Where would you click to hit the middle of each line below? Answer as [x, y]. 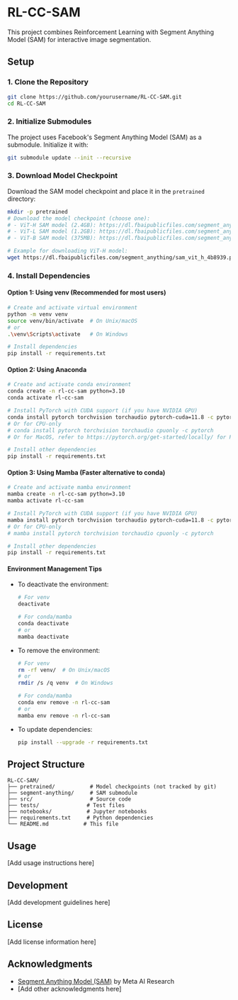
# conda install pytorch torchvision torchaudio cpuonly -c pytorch [110, 430]
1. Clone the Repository [48, 82]
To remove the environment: [59, 650]
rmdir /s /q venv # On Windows [65, 683]
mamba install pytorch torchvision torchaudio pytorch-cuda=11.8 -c [110, 520]
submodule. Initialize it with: [48, 144]
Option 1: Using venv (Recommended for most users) [87, 292]
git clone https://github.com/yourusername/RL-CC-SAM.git [95, 97]
